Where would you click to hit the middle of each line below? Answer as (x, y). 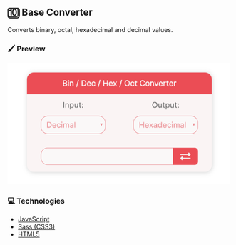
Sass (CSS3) (36, 227)
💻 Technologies (36, 201)
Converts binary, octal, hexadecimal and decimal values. (90, 29)
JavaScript (34, 219)
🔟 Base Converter (50, 12)
